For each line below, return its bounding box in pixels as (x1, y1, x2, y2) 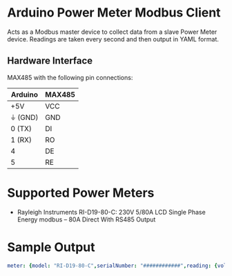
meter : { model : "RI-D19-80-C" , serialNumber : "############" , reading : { (7, 262, 217, 269)
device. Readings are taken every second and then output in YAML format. (7, 34, 219, 43)
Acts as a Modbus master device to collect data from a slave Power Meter (7, 28, 217, 36)
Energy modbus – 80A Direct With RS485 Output (17, 215, 156, 224)
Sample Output (7, 239, 95, 255)
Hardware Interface (7, 55, 93, 67)
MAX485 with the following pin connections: (7, 73, 133, 81)
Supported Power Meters (7, 185, 155, 201)
